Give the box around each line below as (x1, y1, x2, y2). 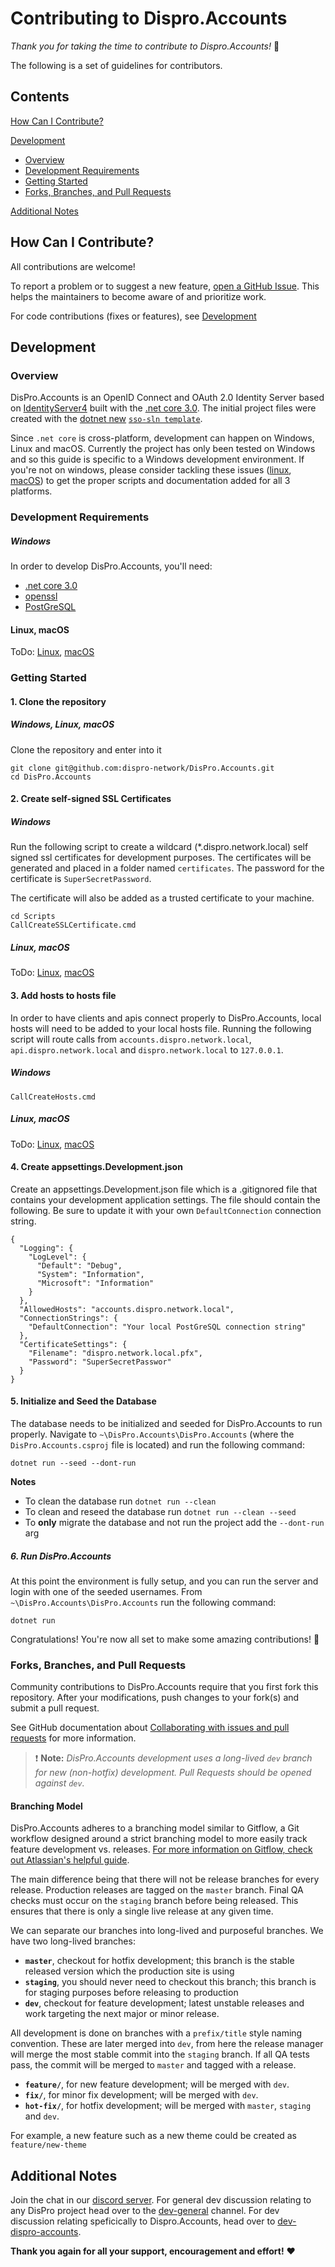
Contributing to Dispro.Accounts (10, 7, 288, 30)
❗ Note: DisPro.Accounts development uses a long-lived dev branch (34, 1752, 313, 1764)
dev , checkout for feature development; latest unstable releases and (24, 1997, 305, 2009)
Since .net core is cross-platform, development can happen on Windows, (10, 432, 315, 444)
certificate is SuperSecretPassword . (10, 873, 152, 885)
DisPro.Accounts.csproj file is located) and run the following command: (10, 1438, 305, 1451)
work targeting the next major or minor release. (24, 2008, 220, 2020)
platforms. (10, 485, 53, 497)
